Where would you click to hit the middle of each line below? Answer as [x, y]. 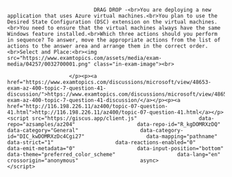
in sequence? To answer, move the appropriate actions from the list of [114, 40]
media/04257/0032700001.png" [49, 64]
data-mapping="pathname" [182, 136]
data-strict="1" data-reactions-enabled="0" [101, 143]
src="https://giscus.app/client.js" [85, 118]
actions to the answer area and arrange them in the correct [97, 46]
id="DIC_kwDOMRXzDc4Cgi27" [46, 136]
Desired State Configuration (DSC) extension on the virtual [97, 22]
